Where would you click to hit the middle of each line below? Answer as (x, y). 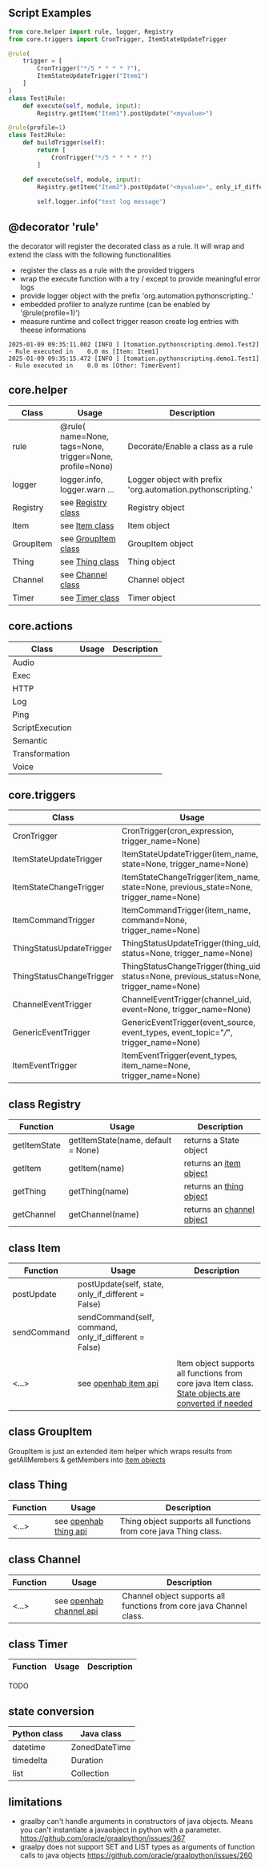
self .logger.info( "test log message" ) (102, 202)
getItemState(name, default (120, 1141)
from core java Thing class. (171, 1531)
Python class (38, 1734)
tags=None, (82, 446)
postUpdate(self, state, (120, 1284)
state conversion (51, 1711)
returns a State (212, 1141)
